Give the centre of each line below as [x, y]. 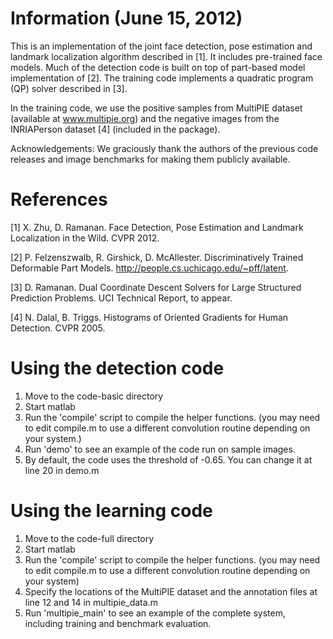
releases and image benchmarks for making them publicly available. [150, 159]
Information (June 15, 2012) [126, 18]
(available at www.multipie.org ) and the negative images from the [145, 118]
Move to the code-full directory [89, 538]
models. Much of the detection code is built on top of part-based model [158, 67]
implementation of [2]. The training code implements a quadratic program [162, 78]
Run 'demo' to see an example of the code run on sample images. [160, 449]
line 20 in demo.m [62, 470]
